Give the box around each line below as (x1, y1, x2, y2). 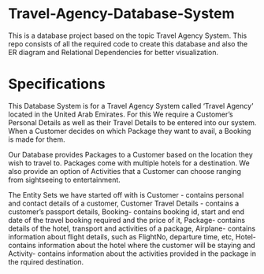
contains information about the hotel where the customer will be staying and (8, 240, 256, 250)
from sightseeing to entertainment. (8, 175, 121, 184)
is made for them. (8, 135, 65, 144)
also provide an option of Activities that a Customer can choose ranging (8, 166, 242, 176)
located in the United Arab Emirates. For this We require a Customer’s (8, 109, 234, 119)
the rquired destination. (8, 257, 84, 266)
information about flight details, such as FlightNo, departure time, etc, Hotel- (8, 231, 256, 241)
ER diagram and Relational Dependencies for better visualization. (8, 47, 219, 57)
